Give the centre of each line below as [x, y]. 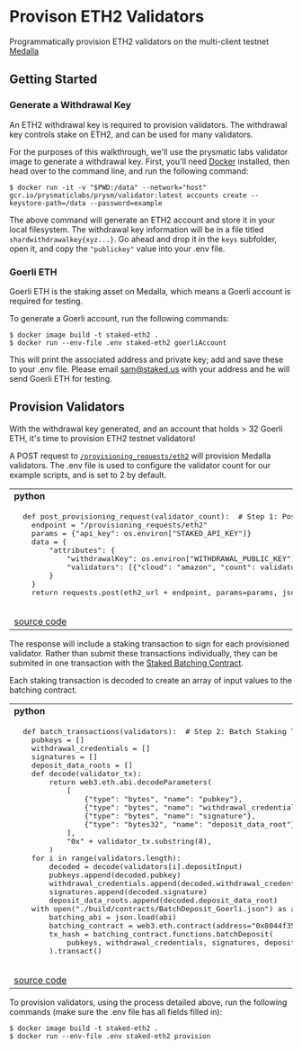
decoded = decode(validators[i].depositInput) [146, 866]
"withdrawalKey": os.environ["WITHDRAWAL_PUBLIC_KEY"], [183, 559]
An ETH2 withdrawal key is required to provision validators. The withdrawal [148, 124]
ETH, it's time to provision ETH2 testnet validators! [102, 438]
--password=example [126, 203]
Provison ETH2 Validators [107, 17]
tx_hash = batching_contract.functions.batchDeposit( [161, 934]
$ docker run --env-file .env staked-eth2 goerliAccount [118, 343]
